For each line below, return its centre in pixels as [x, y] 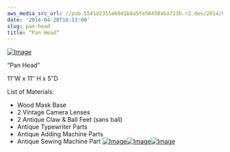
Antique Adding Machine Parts [60, 134]
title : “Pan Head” [33, 33]
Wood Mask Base [42, 105]
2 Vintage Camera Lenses [53, 112]
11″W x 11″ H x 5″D [33, 79]
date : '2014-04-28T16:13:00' [49, 20]
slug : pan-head [29, 26]
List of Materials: [31, 92]
